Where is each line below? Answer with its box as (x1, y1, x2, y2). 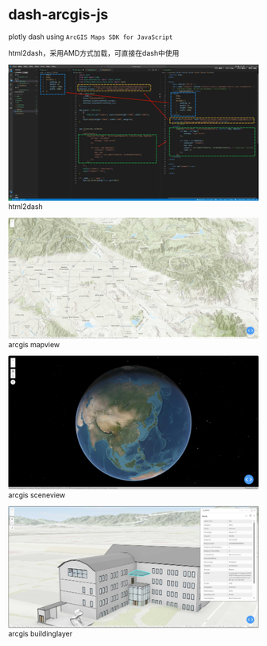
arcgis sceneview (8, 490, 66, 500)
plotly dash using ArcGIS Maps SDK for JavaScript (8, 32, 173, 41)
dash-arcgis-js (8, 6, 109, 24)
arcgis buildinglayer (8, 629, 73, 638)
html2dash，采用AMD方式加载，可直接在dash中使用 (8, 48, 180, 57)
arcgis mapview (8, 340, 60, 350)
